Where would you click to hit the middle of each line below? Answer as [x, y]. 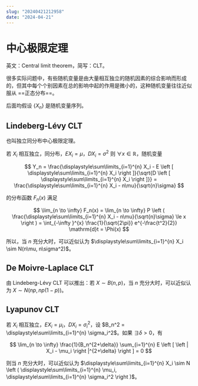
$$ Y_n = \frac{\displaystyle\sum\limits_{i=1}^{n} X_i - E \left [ [99, 166]
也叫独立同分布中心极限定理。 [42, 141]
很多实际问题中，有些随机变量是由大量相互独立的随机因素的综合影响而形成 [96, 78]
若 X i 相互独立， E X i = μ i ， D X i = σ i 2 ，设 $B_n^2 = [65, 324]
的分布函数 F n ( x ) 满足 [32, 198]
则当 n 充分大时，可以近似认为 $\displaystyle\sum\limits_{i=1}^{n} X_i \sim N [98, 363]
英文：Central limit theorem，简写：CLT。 [57, 66]
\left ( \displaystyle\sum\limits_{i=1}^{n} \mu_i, [62, 370]
